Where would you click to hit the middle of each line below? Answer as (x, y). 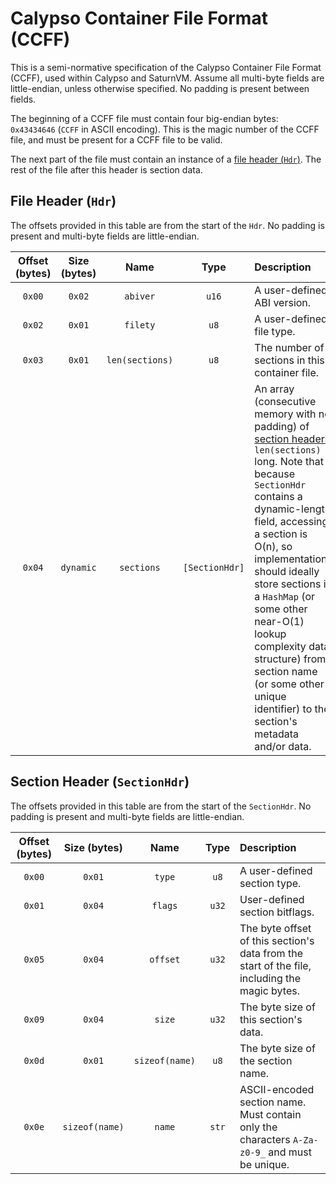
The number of (289, 347)
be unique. (264, 1164)
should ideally (287, 571)
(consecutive (285, 401)
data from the (271, 953)
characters (265, 1139)
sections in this (289, 360)
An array (274, 389)
